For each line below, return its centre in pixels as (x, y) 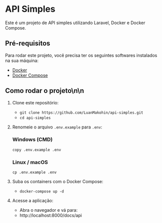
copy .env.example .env (37, 150)
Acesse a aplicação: (32, 201)
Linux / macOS (30, 162)
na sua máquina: (22, 61)
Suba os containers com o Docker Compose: (58, 182)
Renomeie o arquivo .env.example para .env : (57, 127)
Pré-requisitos (28, 44)
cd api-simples (35, 118)
